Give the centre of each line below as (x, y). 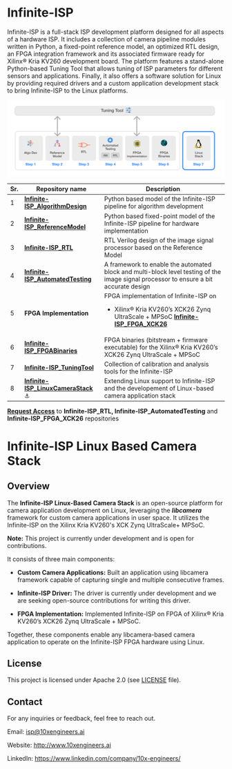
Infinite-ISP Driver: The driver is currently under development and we (117, 593)
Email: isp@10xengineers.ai (46, 732)
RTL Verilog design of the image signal (159, 240)
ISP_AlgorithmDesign (56, 206)
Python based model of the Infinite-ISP (159, 199)
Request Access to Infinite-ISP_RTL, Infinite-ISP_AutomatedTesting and (113, 411)
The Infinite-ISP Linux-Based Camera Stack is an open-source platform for (115, 503)
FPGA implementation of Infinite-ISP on (160, 296)
